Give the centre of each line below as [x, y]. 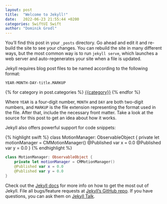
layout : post [19, 10]
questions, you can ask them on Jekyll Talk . [50, 196]
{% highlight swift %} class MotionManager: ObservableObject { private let [82, 137]
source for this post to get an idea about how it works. [61, 118]
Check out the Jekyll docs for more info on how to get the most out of [77, 185]
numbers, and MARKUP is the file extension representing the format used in [80, 107]
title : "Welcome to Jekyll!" [37, 15]
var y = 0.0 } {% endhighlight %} [39, 148]
